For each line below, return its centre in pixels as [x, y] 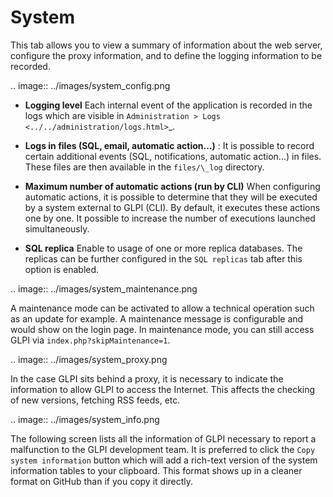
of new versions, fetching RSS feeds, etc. [95, 400]
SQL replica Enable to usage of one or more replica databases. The [163, 248]
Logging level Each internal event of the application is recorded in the [168, 105]
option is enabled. [62, 269]
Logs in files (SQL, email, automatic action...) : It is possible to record [169, 145]
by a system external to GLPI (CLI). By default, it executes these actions [172, 207]
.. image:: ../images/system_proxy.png [89, 359]
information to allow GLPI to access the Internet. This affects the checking [163, 389]
